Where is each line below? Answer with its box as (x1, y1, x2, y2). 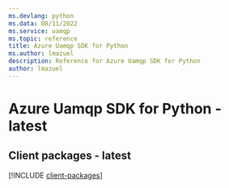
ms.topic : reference (8, 34, 78, 43)
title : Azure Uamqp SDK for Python (8, 42, 129, 50)
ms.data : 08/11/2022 (8, 19, 78, 28)
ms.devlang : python (8, 11, 74, 20)
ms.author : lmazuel (8, 49, 74, 58)
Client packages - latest (8, 149, 132, 163)
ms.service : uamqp (8, 27, 70, 35)
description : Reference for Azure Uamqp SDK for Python (8, 58, 201, 66)
